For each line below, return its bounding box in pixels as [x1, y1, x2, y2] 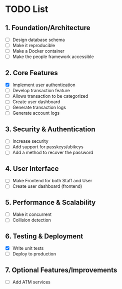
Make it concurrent [12, 211, 52, 217]
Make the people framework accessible [12, 54, 94, 60]
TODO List [5, 4, 48, 15]
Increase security [12, 138, 48, 144]
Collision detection [12, 217, 51, 223]
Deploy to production [12, 251, 56, 257]
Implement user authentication [12, 82, 76, 88]
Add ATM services [12, 279, 51, 285]
